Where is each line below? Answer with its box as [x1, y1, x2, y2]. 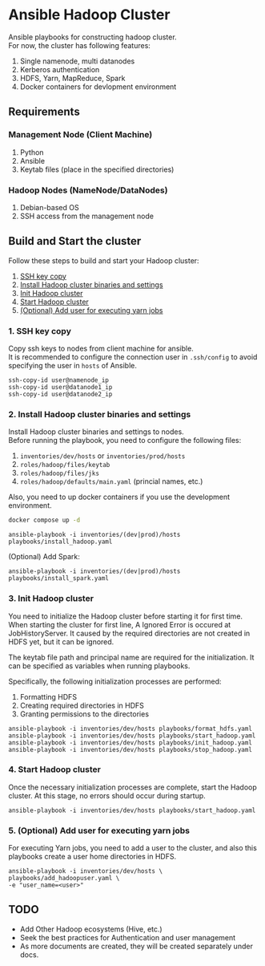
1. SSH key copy [8, 325, 72, 336]
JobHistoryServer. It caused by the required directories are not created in [8, 628, 251, 638]
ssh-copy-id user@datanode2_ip [8, 391, 113, 399]
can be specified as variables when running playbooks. [8, 660, 191, 671]
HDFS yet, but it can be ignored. [8, 636, 114, 647]
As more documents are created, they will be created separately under [19, 941, 254, 951]
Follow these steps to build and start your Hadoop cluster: [8, 255, 199, 266]
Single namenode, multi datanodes [19, 56, 135, 66]
